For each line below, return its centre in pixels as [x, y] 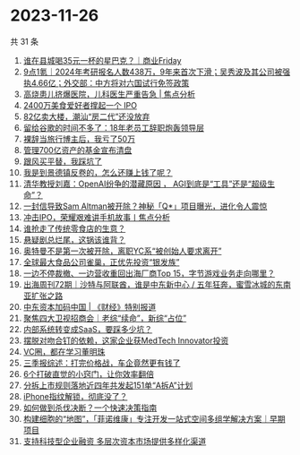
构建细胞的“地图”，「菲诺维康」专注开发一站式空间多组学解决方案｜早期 [154, 418]
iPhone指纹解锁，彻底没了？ [75, 396]
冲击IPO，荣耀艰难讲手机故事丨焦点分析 [97, 217]
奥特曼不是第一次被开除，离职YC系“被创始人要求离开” [122, 251]
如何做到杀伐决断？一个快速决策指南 [90, 408]
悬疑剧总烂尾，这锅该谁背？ [74, 239]
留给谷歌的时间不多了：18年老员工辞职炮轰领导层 [114, 127]
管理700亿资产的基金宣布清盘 [77, 150]
